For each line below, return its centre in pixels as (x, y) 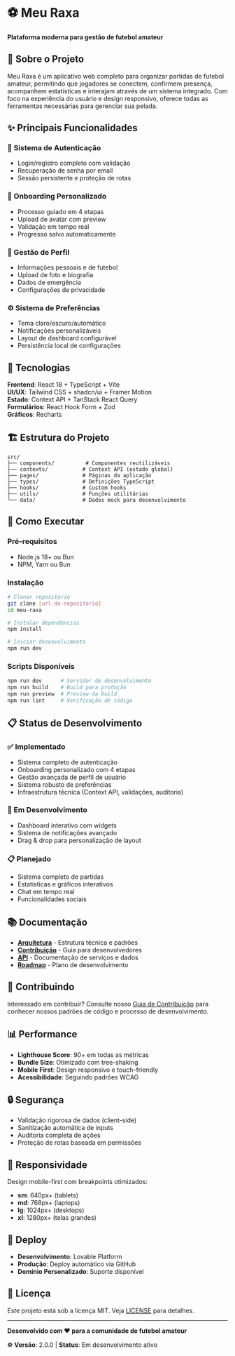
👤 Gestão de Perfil (38, 252)
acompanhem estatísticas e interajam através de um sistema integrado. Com (117, 91)
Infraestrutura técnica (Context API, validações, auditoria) (100, 792)
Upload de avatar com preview (62, 219)
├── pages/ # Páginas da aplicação (79, 475)
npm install (24, 629)
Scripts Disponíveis (41, 666)
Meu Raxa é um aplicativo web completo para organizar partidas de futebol (116, 76)
